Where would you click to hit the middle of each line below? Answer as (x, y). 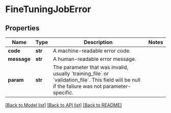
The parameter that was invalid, (91, 67)
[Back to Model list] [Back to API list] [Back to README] (64, 105)
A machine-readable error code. (92, 51)
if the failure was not (77, 86)
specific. (63, 92)
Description (98, 42)
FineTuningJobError (48, 9)
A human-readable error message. (94, 59)
